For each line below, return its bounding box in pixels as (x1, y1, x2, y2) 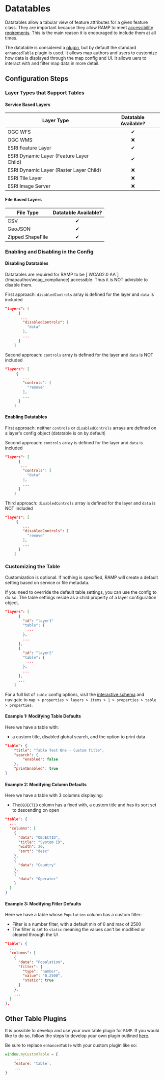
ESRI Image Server (7, 183, 51, 190)
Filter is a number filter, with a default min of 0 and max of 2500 (12, 921, 141, 927)
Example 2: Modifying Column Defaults (5, 781, 87, 787)
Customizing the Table (5, 563, 60, 570)
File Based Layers (5, 197, 42, 203)
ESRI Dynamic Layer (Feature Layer (7, 152, 89, 159)
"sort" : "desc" (18, 849, 50, 854)
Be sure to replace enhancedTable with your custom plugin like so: (5, 1043, 137, 1048)
